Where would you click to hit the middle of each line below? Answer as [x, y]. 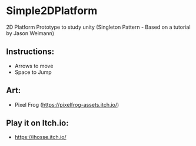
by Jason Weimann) [30, 33]
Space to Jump [33, 72]
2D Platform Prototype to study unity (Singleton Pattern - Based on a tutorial [98, 27]
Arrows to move [34, 66]
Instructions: [30, 52]
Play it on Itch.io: [37, 123]
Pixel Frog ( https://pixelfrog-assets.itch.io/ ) [67, 104]
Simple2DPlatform [52, 11]
